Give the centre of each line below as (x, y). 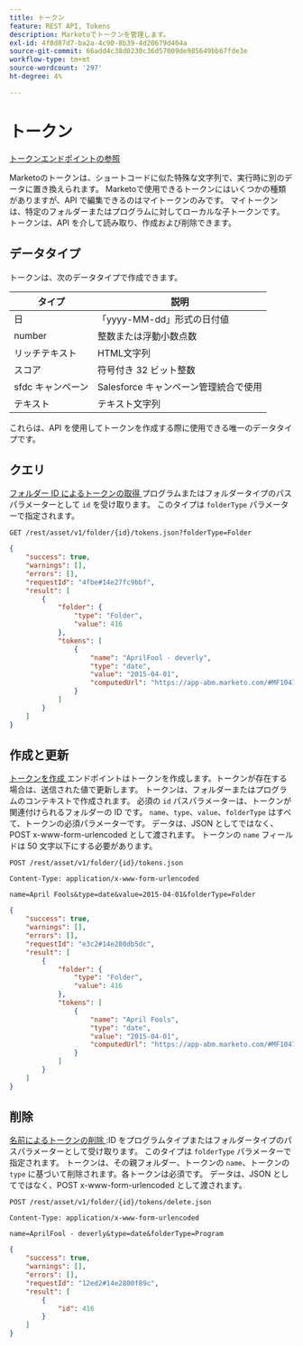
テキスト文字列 (129, 404)
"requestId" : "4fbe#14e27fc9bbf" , (90, 582)
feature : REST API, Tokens (60, 26)
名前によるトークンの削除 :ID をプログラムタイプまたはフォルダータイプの (147, 1140)
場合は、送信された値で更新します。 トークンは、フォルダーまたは (133, 790)
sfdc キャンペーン (51, 387)
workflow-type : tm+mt (50, 60)
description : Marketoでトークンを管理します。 (90, 34)
